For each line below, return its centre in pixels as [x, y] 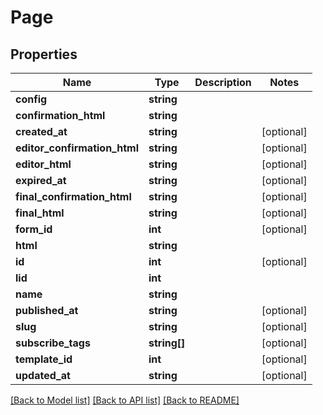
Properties [44, 54]
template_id [44, 359]
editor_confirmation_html [77, 148]
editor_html [43, 164]
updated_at [43, 375]
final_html [40, 213]
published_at [47, 310]
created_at [41, 131]
